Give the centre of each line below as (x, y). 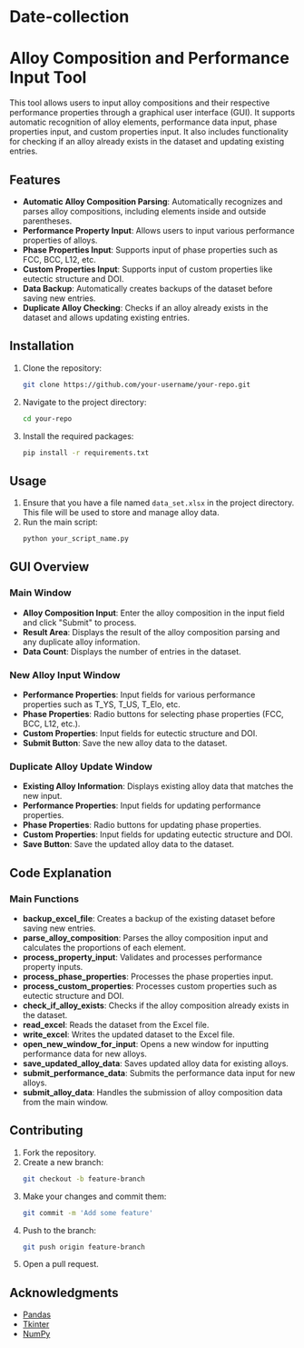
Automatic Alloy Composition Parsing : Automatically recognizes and (152, 201)
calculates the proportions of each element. (104, 948)
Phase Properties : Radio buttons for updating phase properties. (142, 825)
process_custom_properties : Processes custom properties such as (150, 986)
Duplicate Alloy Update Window (81, 766)
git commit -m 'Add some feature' (88, 1213)
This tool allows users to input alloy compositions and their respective (140, 103)
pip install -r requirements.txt (86, 453)
